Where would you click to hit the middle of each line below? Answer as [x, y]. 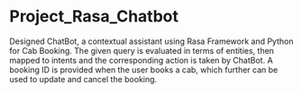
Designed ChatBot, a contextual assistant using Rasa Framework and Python [151, 41]
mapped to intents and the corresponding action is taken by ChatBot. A [141, 60]
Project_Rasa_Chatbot [94, 17]
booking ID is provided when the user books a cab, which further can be [144, 70]
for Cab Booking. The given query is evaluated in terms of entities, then [142, 50]
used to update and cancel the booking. [83, 79]
